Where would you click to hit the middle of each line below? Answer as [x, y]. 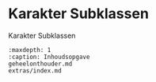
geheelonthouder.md [40, 64]
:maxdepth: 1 [30, 50]
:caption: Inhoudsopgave [49, 57]
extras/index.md [35, 71]
